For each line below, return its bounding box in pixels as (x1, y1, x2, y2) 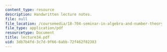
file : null (5, 16, 28, 21)
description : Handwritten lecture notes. (5, 12, 92, 17)
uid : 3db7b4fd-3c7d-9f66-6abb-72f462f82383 (5, 40, 97, 45)
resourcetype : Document (5, 30, 55, 35)
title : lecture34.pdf (5, 35, 50, 40)
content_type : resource (5, 7, 55, 12)
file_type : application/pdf (5, 26, 64, 31)
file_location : (5, 21, 37, 26)
